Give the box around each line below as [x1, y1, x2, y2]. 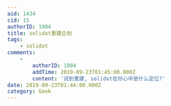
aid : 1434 [7, 10, 36, 17]
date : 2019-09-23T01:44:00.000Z [7, 82, 101, 89]
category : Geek [7, 88, 52, 95]
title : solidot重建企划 [7, 29, 72, 37]
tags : [7, 36, 23, 43]
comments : [7, 50, 36, 56]
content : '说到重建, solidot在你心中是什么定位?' [32, 75, 166, 82]
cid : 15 [7, 17, 30, 24]
